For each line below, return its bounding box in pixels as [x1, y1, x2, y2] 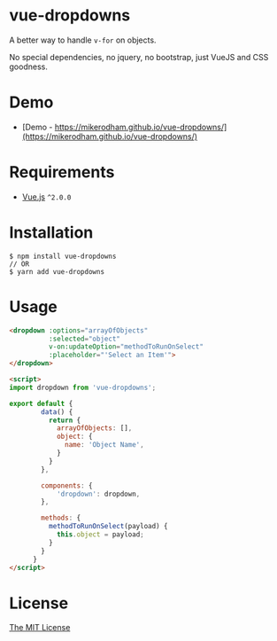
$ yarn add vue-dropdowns [9, 267, 104, 276]
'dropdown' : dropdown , [56, 489, 141, 498]
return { [48, 416, 81, 425]
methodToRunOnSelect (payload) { [48, 522, 168, 531]
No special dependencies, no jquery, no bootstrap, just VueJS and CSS [9, 51, 269, 62]
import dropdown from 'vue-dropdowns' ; [9, 383, 157, 392]
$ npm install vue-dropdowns [9, 252, 117, 261]
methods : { [41, 513, 81, 523]
